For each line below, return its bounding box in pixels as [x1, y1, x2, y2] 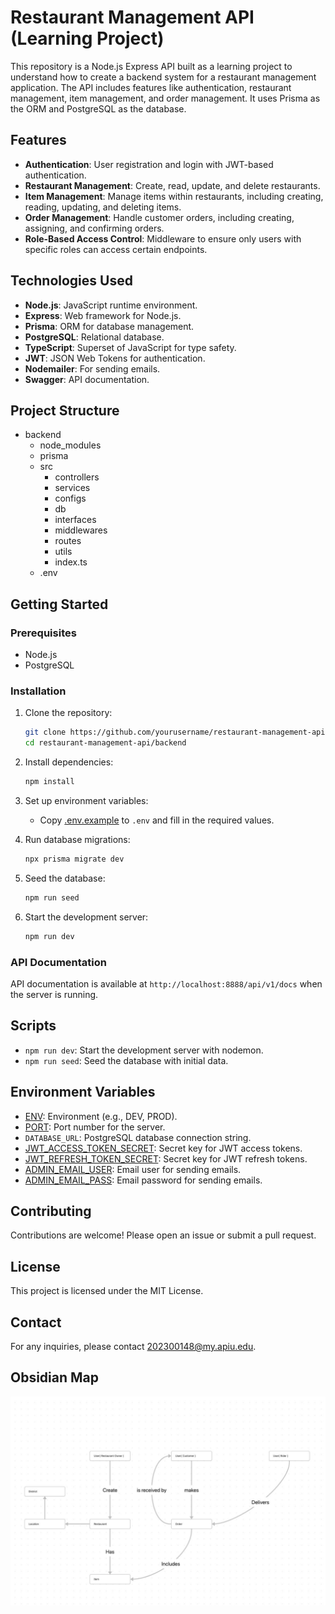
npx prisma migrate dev [24, 854, 125, 864]
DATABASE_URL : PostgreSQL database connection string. [24, 1131, 252, 1143]
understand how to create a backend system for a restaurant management [10, 71, 317, 83]
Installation [10, 684, 67, 698]
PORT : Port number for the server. [24, 1121, 166, 1133]
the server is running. [10, 988, 99, 1000]
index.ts [54, 556, 88, 568]
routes [54, 535, 82, 547]
